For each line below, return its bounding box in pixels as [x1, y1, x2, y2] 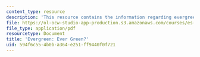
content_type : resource [6, 8, 65, 15]
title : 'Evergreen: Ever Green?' [6, 36, 89, 42]
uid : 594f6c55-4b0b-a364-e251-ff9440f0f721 [6, 42, 116, 48]
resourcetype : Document [6, 31, 65, 37]
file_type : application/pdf [6, 25, 76, 31]
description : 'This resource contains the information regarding [6, 14, 171, 20]
